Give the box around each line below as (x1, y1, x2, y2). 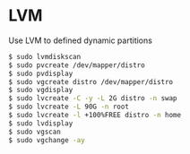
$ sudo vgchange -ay (8, 135, 86, 144)
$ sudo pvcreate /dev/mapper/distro (8, 60, 145, 70)
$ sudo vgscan (8, 127, 62, 136)
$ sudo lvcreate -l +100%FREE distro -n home (8, 111, 181, 120)
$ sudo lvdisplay (8, 118, 73, 128)
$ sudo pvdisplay (8, 69, 73, 78)
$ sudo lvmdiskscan (8, 52, 82, 61)
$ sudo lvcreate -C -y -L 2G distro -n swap (8, 94, 177, 103)
